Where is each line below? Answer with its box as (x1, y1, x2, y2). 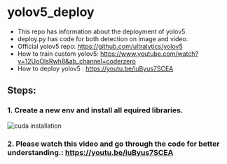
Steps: (7, 84, 36, 96)
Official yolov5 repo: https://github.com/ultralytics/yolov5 (17, 42, 184, 50)
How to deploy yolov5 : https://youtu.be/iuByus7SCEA (17, 64, 174, 73)
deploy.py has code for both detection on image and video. (17, 34, 188, 43)
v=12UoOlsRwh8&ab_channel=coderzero (17, 57, 137, 65)
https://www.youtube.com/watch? (100, 50, 198, 58)
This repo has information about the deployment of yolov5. (17, 27, 187, 36)
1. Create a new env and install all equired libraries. (7, 105, 184, 115)
